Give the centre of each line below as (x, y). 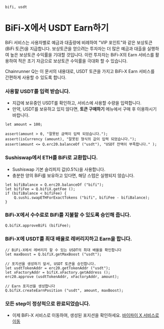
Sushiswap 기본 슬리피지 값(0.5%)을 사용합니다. (59, 169)
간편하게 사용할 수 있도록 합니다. (36, 77)
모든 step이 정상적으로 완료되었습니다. (48, 304)
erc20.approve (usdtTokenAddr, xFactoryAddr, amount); (62, 277)
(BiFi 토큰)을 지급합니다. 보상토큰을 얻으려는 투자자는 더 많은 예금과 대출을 (76, 49)
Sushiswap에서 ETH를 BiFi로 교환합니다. (51, 158)
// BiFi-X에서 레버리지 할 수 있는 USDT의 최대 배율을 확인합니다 (63, 250)
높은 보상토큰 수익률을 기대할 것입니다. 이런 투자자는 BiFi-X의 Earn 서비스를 (82, 54)
